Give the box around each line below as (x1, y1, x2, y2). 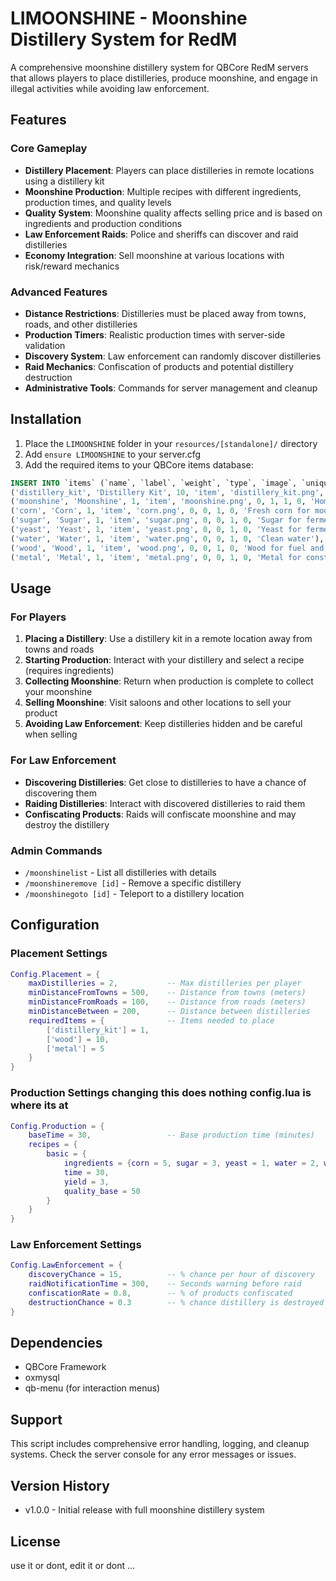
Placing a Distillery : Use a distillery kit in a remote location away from (24, 633, 313, 645)
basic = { (46, 1149, 87, 1159)
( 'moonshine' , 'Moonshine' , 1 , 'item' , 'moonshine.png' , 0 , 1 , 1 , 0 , (10, 497, 307, 507)
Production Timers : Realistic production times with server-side (24, 328, 286, 341)
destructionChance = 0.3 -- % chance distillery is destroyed (28, 1297, 325, 1307)
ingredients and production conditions (24, 217, 183, 229)
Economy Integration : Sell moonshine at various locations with (24, 249, 285, 261)
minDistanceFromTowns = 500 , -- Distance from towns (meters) (28, 988, 307, 998)
